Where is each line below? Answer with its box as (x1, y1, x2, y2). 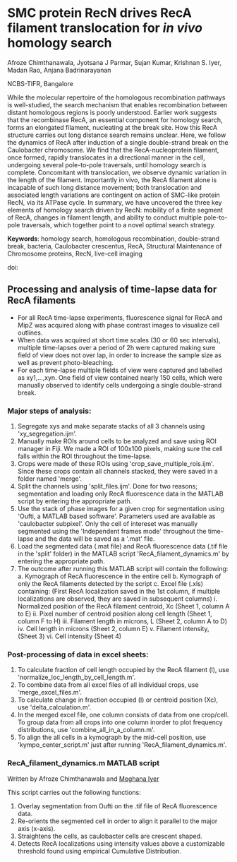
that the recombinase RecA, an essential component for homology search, (7, 115, 223, 124)
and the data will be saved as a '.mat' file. (35, 534, 155, 543)
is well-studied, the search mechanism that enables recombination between (7, 100, 228, 109)
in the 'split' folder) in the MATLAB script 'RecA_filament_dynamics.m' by (17, 549, 229, 558)
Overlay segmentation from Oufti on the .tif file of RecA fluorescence (17, 801, 217, 810)
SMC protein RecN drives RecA (7, 5, 192, 21)
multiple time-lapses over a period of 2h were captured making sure (17, 343, 216, 352)
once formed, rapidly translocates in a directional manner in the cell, (7, 153, 206, 162)
